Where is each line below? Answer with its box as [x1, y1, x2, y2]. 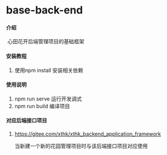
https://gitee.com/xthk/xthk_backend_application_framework [14, 130, 162, 137]
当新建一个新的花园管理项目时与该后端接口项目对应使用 [14, 143, 148, 149]
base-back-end [6, 4, 83, 17]
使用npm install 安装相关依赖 [14, 67, 83, 74]
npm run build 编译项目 [14, 102, 70, 109]
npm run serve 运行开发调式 [14, 95, 82, 102]
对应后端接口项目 [6, 117, 47, 124]
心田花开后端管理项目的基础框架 [7, 38, 85, 45]
